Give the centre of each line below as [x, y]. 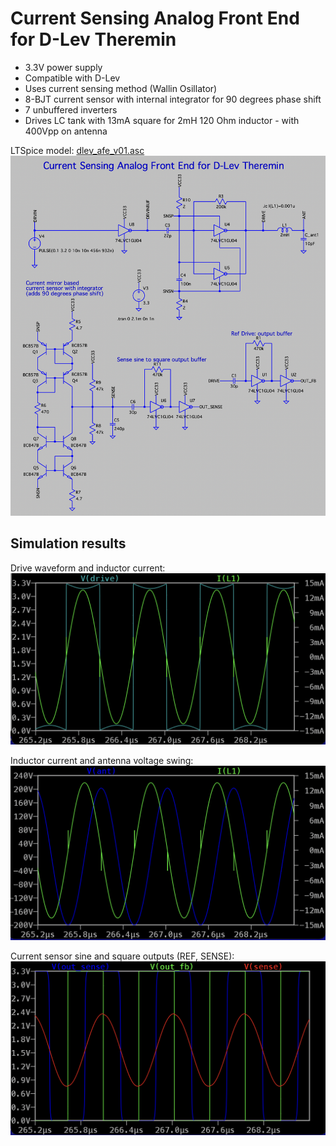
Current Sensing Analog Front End [155, 18]
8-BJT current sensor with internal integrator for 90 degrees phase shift [173, 99]
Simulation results [68, 543]
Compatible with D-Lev [72, 78]
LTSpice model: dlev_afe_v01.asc [77, 150]
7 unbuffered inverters [71, 109]
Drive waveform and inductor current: [88, 568]
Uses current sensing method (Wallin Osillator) [121, 88]
